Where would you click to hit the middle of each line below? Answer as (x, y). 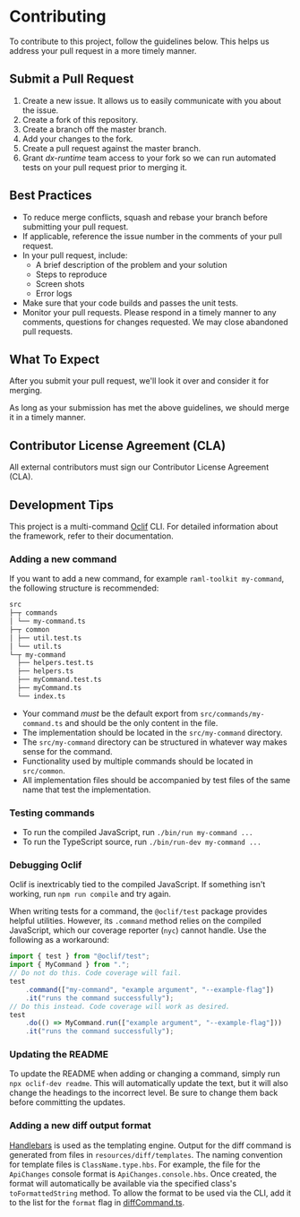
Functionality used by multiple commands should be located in (137, 761)
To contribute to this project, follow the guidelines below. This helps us (140, 41)
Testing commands (52, 813)
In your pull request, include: (75, 255)
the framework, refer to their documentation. (92, 536)
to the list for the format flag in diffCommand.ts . (97, 1202)
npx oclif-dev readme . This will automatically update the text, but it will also (149, 1083)
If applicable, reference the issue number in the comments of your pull (152, 236)
